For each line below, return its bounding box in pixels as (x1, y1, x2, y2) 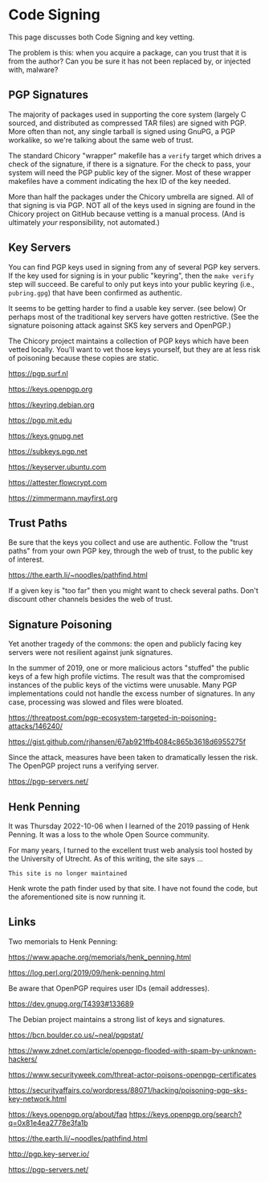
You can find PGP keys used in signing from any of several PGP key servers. (8, 262, 261, 272)
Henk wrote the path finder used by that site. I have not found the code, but (8, 884, 259, 893)
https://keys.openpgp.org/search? (128, 1109, 243, 1119)
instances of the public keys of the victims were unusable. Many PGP (8, 681, 238, 690)
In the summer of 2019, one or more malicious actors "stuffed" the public (8, 663, 250, 673)
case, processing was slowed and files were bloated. (8, 697, 184, 707)
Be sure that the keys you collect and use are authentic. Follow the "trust (8, 538, 249, 547)
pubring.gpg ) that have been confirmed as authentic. (8, 288, 183, 297)
